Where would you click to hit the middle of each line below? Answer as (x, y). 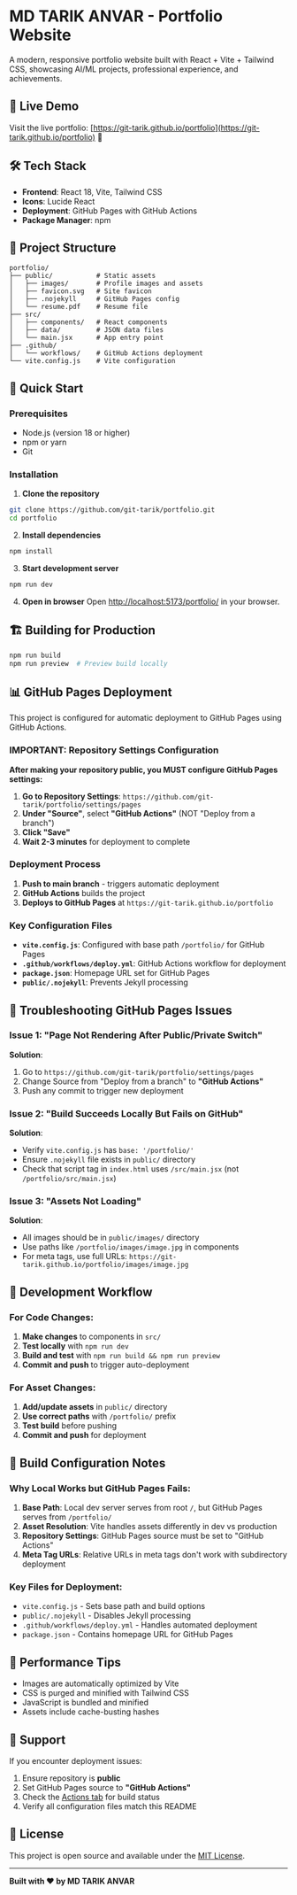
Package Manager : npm (66, 220)
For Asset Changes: (53, 1388)
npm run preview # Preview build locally (88, 663)
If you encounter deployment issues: (76, 1761)
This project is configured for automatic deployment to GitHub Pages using (146, 718)
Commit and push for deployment (84, 1435)
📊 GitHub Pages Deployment (91, 692)
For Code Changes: (52, 1317)
